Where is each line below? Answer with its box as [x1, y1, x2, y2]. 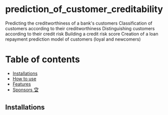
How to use [12, 75, 37, 81]
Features [12, 81, 31, 87]
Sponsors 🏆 [12, 86, 39, 92]
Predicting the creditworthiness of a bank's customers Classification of [5, 20, 152, 26]
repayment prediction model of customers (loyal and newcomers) [5, 36, 141, 42]
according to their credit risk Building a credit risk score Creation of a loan [5, 31, 158, 37]
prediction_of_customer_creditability [5, 4, 163, 15]
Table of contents [5, 54, 80, 65]
